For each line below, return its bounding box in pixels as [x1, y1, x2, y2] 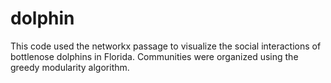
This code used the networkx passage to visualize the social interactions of [10, 40, 322, 52]
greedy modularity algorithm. [10, 61, 130, 73]
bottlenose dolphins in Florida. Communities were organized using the [10, 50, 299, 62]
